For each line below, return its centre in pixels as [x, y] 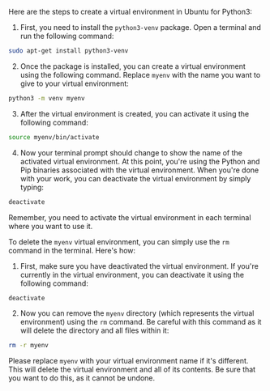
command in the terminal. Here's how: [72, 250]
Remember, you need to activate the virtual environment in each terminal [130, 217]
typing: [32, 187]
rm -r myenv [28, 346]
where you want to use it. [51, 226]
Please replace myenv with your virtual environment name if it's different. [129, 361]
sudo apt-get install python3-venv [69, 51]
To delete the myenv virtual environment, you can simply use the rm [119, 241]
